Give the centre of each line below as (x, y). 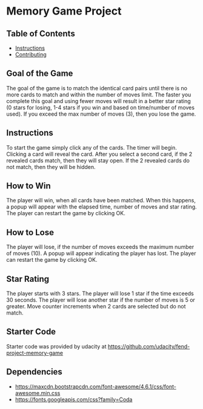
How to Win (28, 186)
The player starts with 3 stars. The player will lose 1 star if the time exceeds (100, 294)
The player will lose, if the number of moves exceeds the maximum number (100, 247)
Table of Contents (41, 34)
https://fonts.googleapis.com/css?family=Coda (74, 399)
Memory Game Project (64, 11)
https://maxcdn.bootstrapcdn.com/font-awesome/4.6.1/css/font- (96, 387)
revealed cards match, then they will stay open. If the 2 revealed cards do (98, 160)
